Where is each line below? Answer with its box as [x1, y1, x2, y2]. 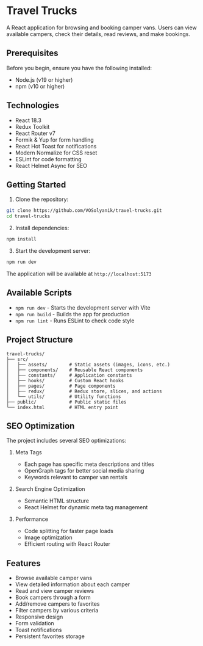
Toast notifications [15, 626, 62, 634]
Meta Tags [15, 449, 42, 456]
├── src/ [6, 356, 29, 362]
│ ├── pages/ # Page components [6, 383, 116, 389]
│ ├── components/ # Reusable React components [6, 367, 143, 373]
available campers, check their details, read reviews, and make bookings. [6, 30, 191, 37]
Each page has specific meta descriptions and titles [24, 460, 154, 468]
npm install [6, 236, 37, 242]
